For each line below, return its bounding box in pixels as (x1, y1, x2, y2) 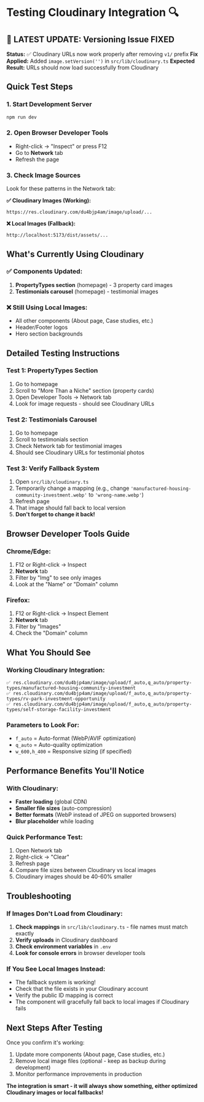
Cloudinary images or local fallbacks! (6, 1089, 104, 1096)
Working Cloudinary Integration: (6, 666, 105, 674)
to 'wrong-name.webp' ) (88, 491, 144, 498)
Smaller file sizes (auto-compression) (15, 805, 112, 812)
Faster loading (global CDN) (15, 798, 88, 806)
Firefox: (6, 596, 30, 605)
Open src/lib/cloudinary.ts (15, 478, 89, 486)
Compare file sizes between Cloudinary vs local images (15, 867, 157, 874)
